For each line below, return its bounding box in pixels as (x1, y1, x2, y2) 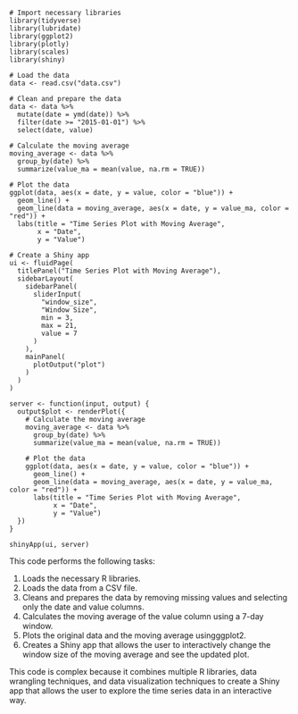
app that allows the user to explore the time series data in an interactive (9, 685, 272, 696)
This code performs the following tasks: (9, 556, 156, 567)
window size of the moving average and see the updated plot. (21, 649, 250, 659)
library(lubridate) (9, 24, 82, 33)
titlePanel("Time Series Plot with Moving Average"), (17, 266, 221, 275)
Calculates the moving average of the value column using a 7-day (21, 611, 264, 621)
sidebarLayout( (17, 274, 74, 283)
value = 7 (41, 329, 78, 338)
